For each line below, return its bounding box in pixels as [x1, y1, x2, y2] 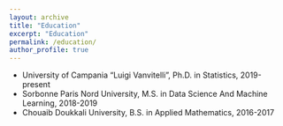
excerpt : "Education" [9, 29, 89, 38]
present [21, 79, 50, 90]
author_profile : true [9, 46, 89, 55]
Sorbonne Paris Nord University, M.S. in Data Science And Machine [21, 89, 268, 100]
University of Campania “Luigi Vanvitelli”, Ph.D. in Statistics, [21, 70, 239, 80]
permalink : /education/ [9, 37, 97, 47]
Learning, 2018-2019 [21, 98, 98, 108]
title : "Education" [9, 21, 81, 30]
